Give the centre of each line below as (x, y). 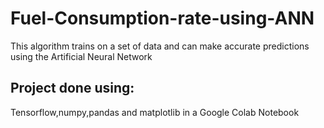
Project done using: (72, 88)
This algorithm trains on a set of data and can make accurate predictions (160, 46)
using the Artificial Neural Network (81, 56)
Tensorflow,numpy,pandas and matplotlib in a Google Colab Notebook (155, 112)
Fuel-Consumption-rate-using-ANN (162, 18)
